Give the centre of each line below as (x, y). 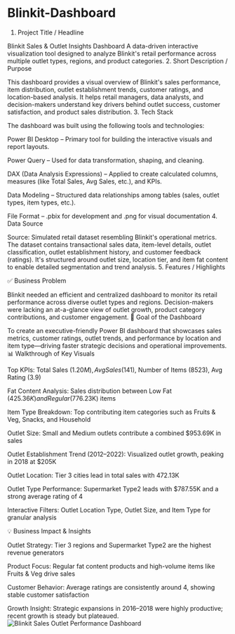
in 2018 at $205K (32, 461)
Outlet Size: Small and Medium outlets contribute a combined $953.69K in (114, 433)
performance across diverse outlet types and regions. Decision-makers (110, 302)
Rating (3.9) (24, 377)
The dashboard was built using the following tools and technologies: (106, 125)
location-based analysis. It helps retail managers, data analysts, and (106, 97)
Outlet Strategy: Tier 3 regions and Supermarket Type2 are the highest (109, 545)
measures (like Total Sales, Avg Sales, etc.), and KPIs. (85, 181)
